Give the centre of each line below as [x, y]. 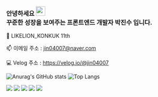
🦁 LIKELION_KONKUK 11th [38, 36]
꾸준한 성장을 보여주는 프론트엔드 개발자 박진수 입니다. [79, 22]
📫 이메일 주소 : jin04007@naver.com [51, 48]
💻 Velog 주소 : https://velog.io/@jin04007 [57, 63]
